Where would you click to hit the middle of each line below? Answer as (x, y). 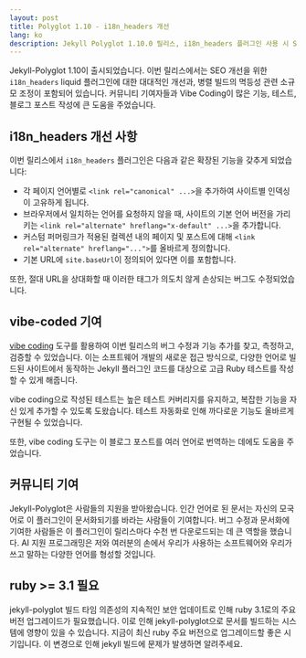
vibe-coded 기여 (56, 322)
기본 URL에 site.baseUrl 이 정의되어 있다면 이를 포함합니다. (129, 260)
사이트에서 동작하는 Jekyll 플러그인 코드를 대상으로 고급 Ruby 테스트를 (152, 368)
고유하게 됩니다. (61, 203)
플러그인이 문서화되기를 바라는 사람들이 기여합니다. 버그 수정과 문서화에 (163, 520)
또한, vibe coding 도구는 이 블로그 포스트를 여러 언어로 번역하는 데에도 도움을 (147, 441)
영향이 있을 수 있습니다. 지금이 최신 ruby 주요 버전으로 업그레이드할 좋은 (154, 632)
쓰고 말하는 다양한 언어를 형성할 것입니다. (83, 554)
